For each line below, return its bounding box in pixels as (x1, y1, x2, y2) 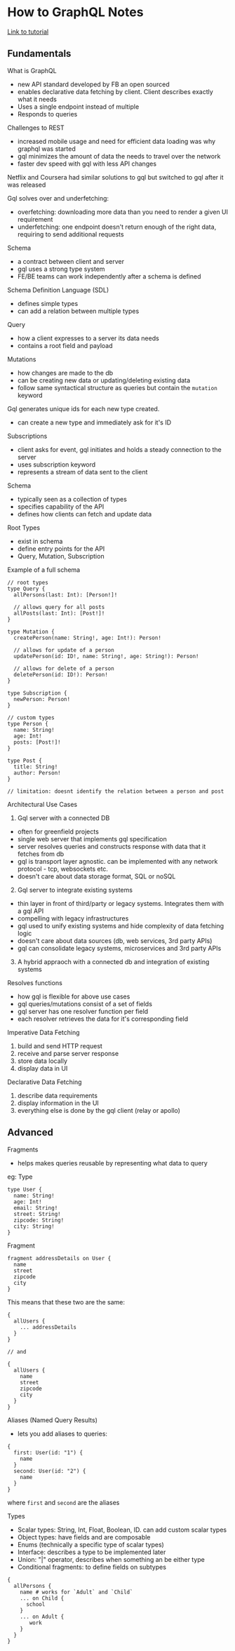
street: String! (13, 1210, 61, 1217)
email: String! (13, 1204, 58, 1211)
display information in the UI (17, 1099, 100, 1107)
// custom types (7, 714, 55, 721)
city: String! (13, 1222, 55, 1230)
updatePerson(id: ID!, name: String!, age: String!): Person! (13, 653, 199, 660)
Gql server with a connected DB (17, 813, 110, 822)
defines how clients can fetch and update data (17, 509, 152, 518)
